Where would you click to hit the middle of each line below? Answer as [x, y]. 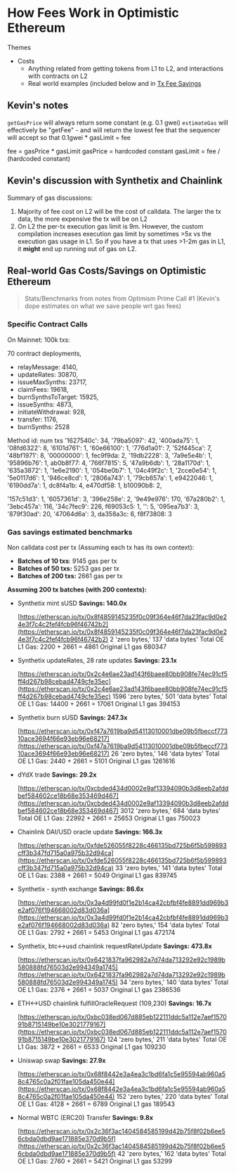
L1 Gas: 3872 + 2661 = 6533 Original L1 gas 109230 [92, 1047]
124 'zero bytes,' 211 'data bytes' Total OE [167, 1039]
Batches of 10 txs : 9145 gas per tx [67, 561]
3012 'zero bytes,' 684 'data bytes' [171, 810]
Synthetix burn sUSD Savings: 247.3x [72, 717]
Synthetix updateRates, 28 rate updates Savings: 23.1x [97, 660]
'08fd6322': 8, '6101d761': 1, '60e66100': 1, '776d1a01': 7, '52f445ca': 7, [110, 447]
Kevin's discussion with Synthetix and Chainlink [115, 181]
